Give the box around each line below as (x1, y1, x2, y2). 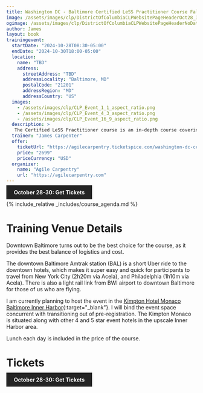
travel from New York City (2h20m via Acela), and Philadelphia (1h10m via (6, 272, 189, 280)
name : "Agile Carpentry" (17, 167, 80, 173)
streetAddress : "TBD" (22, 71, 77, 77)
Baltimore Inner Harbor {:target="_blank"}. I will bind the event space (6, 303, 176, 311)
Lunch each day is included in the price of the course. (6, 334, 141, 342)
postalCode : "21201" (22, 82, 74, 88)
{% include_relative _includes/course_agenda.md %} (6, 200, 138, 208)
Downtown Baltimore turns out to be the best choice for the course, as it (6, 242, 186, 249)
